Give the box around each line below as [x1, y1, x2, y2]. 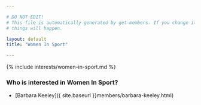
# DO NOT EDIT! [6, 14, 44, 20]
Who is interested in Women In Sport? [6, 79, 118, 87]
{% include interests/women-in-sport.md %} [6, 64, 117, 71]
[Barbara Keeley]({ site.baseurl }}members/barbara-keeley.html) [14, 92, 174, 99]
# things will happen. [6, 25, 63, 31]
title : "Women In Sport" [6, 41, 68, 48]
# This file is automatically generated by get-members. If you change [6, 19, 188, 26]
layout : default [6, 36, 47, 42]
